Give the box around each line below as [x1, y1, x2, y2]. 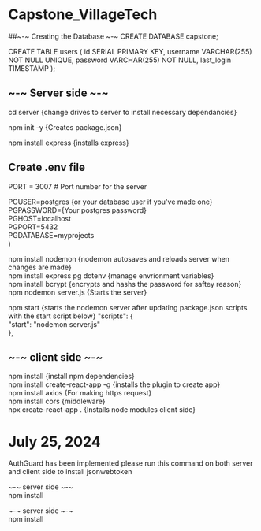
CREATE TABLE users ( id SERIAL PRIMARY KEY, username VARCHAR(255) [8, 46, 252, 56]
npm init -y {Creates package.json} [8, 122, 122, 132]
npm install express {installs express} [8, 138, 129, 147]
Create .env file [8, 161, 85, 174]
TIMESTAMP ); [8, 63, 56, 72]
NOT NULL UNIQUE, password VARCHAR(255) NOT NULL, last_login [8, 55, 231, 65]
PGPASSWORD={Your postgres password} [8, 205, 147, 214]
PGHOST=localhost [8, 214, 72, 223]
